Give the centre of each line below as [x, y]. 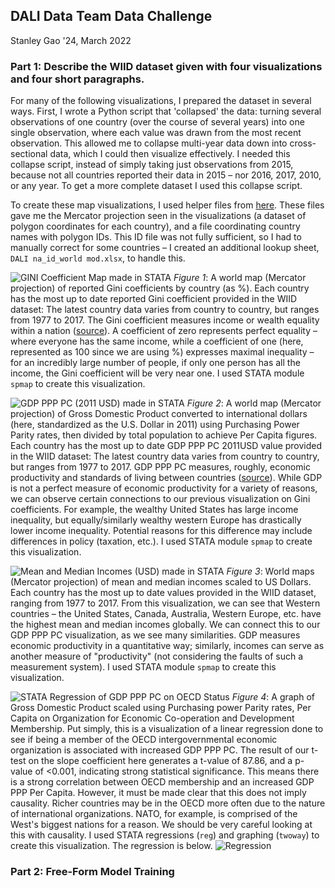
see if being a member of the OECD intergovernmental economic [144, 740]
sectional [29, 154]
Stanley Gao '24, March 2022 [71, 40]
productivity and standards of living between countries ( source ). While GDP [166, 478]
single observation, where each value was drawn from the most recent [156, 133]
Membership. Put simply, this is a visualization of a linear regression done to [167, 729]
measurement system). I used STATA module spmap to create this [143, 667]
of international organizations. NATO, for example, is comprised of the [154, 814]
